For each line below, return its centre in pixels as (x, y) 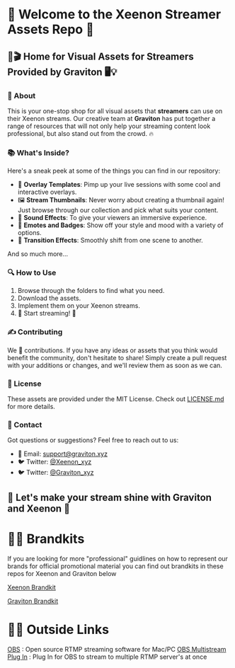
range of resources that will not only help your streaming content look (109, 126)
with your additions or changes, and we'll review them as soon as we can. (115, 365)
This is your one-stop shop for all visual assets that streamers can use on (115, 111)
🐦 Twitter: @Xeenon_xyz (55, 462)
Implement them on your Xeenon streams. (79, 306)
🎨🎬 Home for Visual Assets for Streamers (101, 56)
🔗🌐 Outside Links (58, 629)
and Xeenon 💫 (39, 508)
